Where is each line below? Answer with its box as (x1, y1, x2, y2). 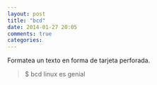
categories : (7, 37, 42, 44)
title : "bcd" (7, 17, 46, 24)
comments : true (7, 30, 52, 38)
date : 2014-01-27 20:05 (7, 23, 78, 30)
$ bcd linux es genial (24, 70, 86, 79)
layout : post (7, 10, 46, 18)
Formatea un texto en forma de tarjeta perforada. (7, 56, 151, 64)
